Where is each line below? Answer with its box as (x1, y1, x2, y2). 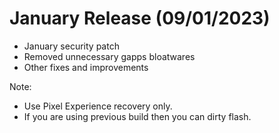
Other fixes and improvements (23, 61, 149, 73)
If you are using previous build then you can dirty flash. (23, 110, 252, 122)
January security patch (23, 40, 120, 52)
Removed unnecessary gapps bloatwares (23, 50, 196, 62)
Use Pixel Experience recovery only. (23, 100, 173, 112)
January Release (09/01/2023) (9, 7, 271, 30)
